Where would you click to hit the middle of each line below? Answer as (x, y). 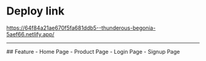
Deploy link (36, 11)
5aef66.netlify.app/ (30, 34)
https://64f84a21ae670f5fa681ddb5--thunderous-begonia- (81, 28)
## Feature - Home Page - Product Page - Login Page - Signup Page (93, 51)
